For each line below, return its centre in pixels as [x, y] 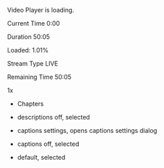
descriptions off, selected [53, 117]
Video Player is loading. [41, 10]
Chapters [30, 104]
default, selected [41, 157]
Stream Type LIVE [33, 64]
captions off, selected [48, 144]
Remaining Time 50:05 [39, 77]
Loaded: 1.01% [28, 50]
